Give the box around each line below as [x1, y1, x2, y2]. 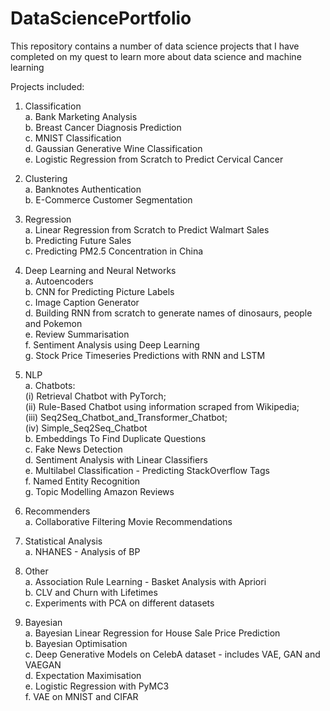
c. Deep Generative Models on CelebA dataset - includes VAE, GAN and [24, 648, 321, 660]
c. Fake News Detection [24, 443, 123, 455]
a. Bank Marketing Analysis [24, 110, 138, 122]
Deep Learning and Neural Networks [24, 264, 177, 276]
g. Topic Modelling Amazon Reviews [24, 485, 175, 497]
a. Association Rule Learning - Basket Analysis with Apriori [24, 575, 267, 587]
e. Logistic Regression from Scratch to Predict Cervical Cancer [24, 153, 284, 165]
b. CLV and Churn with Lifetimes [24, 586, 158, 598]
